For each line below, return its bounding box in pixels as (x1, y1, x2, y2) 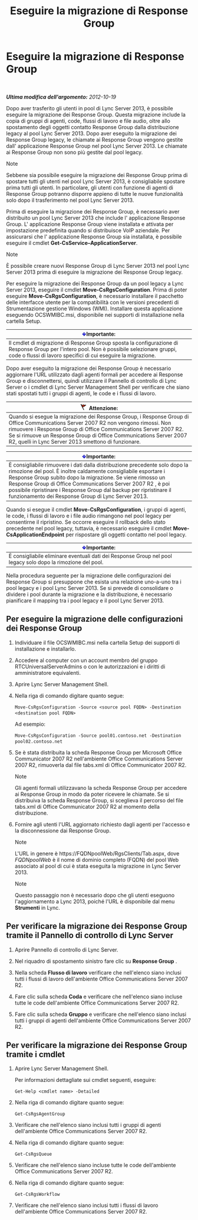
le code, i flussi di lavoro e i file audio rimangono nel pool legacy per (6, 512, 171, 519)
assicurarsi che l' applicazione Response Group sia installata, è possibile (6, 233, 182, 240)
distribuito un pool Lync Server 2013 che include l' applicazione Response (6, 214, 186, 221)
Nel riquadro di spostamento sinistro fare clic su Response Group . (14, 957, 177, 965)
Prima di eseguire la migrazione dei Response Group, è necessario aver (6, 208, 180, 215)
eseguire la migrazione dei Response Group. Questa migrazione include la (6, 111, 186, 118)
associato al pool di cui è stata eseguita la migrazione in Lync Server (14, 862, 181, 870)
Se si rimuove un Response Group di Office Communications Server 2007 (8, 432, 187, 439)
